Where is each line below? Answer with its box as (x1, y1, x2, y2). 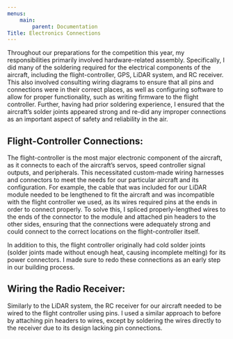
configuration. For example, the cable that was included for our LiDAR (7, 183, 207, 192)
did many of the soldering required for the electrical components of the (7, 63, 211, 72)
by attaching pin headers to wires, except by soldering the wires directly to (7, 316, 221, 324)
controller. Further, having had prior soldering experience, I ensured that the (7, 100, 225, 108)
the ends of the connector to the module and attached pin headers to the (7, 213, 216, 221)
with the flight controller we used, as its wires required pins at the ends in (7, 198, 218, 206)
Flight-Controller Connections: (7, 135, 144, 147)
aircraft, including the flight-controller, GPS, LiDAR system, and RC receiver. (7, 71, 224, 79)
